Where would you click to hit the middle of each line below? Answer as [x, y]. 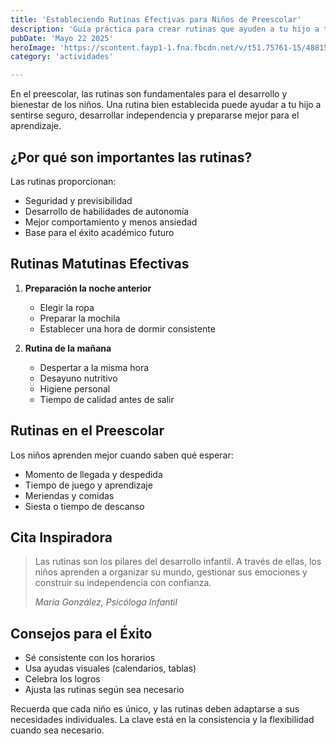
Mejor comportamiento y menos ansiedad [111, 222]
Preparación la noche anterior [88, 288]
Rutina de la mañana [68, 348]
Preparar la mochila [80, 318]
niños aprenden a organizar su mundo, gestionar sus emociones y [171, 572]
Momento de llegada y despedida [93, 474]
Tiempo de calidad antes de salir [107, 399]
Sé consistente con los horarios [90, 658]
